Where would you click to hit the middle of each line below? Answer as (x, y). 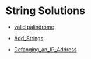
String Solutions (45, 11)
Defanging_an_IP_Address (45, 49)
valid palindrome (34, 27)
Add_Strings (29, 38)
